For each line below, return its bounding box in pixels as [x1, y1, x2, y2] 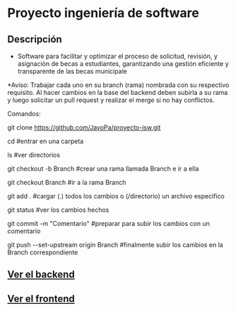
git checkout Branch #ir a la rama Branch [7, 179, 126, 186]
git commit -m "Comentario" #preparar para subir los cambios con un [7, 220, 210, 227]
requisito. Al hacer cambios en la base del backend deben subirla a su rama [7, 89, 228, 96]
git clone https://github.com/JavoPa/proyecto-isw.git [7, 123, 161, 132]
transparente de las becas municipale [17, 67, 127, 75]
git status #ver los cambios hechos [7, 205, 110, 214]
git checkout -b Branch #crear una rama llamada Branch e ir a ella [7, 164, 199, 173]
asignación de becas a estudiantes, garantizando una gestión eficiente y [17, 60, 229, 68]
